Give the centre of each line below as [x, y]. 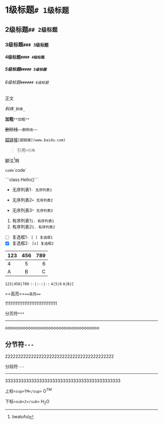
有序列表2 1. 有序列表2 [33, 227]
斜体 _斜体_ [15, 109]
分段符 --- [15, 367]
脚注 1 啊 [12, 160]
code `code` [16, 170]
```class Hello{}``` [22, 180]
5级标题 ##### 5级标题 [26, 69]
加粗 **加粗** [17, 119]
